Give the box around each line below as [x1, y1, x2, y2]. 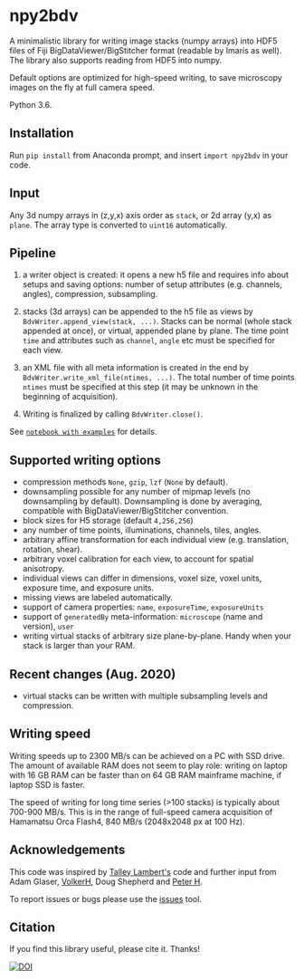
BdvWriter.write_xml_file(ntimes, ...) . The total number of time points [22, 372, 295, 383]
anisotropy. [22, 563, 65, 574]
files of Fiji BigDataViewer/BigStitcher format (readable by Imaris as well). [9, 44, 282, 55]
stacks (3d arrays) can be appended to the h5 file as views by [22, 306, 253, 317]
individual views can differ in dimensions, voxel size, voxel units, [22, 572, 262, 584]
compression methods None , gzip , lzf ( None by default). [22, 476, 229, 487]
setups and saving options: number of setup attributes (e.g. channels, [22, 279, 282, 290]
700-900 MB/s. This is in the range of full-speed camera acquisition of [9, 806, 273, 817]
